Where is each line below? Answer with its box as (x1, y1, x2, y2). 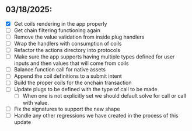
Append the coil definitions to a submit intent (13, 73, 122, 80)
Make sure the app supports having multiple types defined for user (13, 53, 175, 60)
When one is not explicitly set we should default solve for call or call (22, 92, 186, 99)
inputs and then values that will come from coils (13, 60, 129, 67)
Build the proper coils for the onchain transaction (13, 79, 132, 87)
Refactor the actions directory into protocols (13, 47, 121, 54)
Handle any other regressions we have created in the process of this (13, 112, 179, 119)
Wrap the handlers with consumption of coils (13, 40, 122, 47)
